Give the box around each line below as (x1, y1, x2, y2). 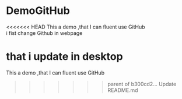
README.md (107, 86, 138, 94)
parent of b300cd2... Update (107, 80, 177, 87)
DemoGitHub (6, 4, 70, 17)
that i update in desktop (6, 50, 124, 63)
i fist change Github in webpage (6, 29, 83, 36)
